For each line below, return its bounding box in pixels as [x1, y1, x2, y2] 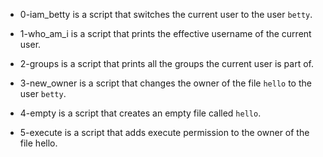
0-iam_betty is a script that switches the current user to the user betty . [19, 9, 313, 20]
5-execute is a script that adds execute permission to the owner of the [19, 127, 310, 138]
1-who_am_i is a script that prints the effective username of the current [19, 28, 312, 39]
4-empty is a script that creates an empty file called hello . [19, 107, 262, 119]
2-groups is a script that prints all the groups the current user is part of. [19, 58, 315, 69]
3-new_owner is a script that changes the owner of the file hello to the [19, 77, 312, 89]
